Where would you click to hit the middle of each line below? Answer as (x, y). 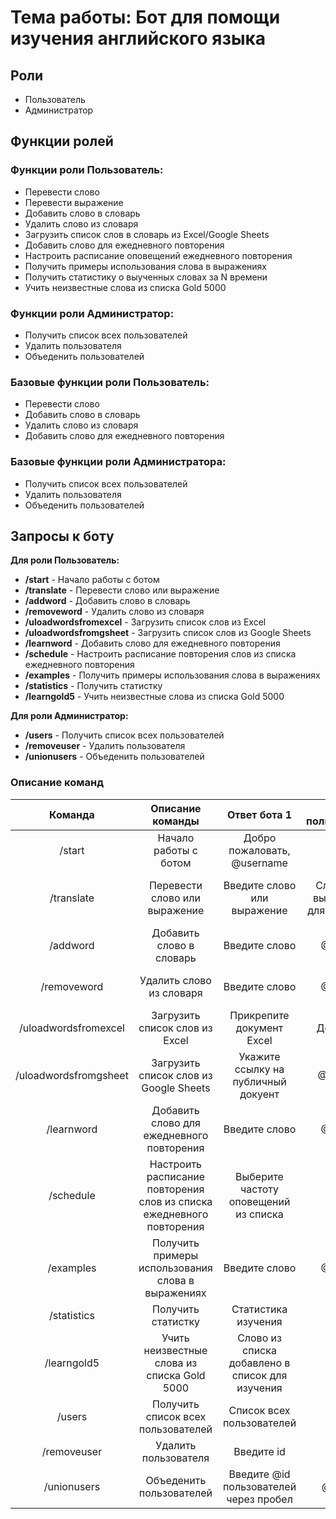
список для (259, 1375)
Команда (72, 814)
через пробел (259, 1499)
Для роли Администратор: (69, 716)
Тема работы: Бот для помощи (145, 17)
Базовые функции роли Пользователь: (110, 382)
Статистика (259, 1309)
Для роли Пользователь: (65, 560)
